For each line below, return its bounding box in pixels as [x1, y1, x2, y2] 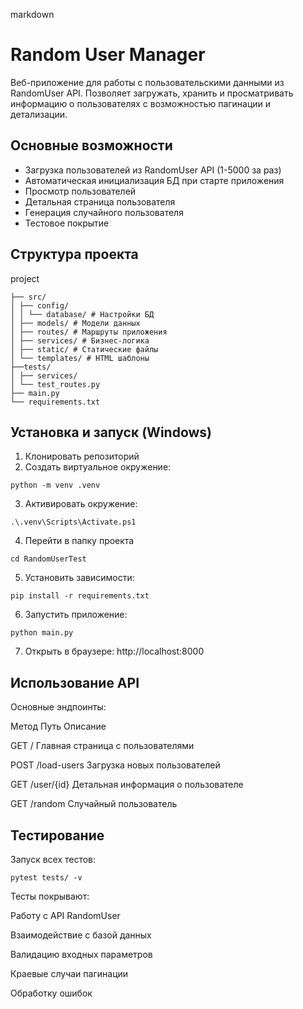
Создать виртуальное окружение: [24, 461, 172, 473]
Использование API [10, 674, 140, 691]
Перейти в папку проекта [24, 535, 135, 547]
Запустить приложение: [24, 609, 128, 621]
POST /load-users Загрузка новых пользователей [10, 759, 221, 771]
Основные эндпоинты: [10, 701, 107, 713]
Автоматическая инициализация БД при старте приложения [24, 174, 285, 186]
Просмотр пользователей [24, 185, 137, 197]
